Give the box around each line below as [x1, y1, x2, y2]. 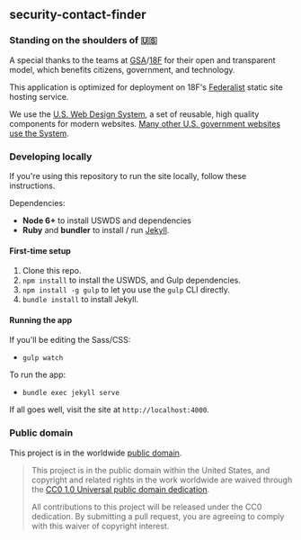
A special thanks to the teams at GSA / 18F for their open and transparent [9, 54, 276, 66]
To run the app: [9, 369, 66, 381]
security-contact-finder [9, 7, 146, 22]
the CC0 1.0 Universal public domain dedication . [31, 483, 210, 494]
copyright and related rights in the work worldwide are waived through [31, 474, 293, 485]
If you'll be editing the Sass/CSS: [9, 335, 131, 346]
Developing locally [9, 150, 93, 163]
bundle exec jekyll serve [22, 389, 120, 398]
